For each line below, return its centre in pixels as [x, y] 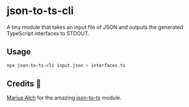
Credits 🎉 [24, 84]
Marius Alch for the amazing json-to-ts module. [64, 98]
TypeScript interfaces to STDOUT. [48, 33]
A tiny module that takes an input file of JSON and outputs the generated [95, 27]
